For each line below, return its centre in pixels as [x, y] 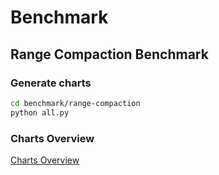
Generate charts [51, 83]
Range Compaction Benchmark [109, 54]
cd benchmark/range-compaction [75, 103]
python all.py [40, 112]
